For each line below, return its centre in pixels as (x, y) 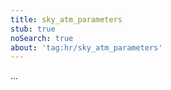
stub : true (33, 29)
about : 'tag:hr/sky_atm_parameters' (86, 47)
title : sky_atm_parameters (66, 19)
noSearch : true (42, 38)
